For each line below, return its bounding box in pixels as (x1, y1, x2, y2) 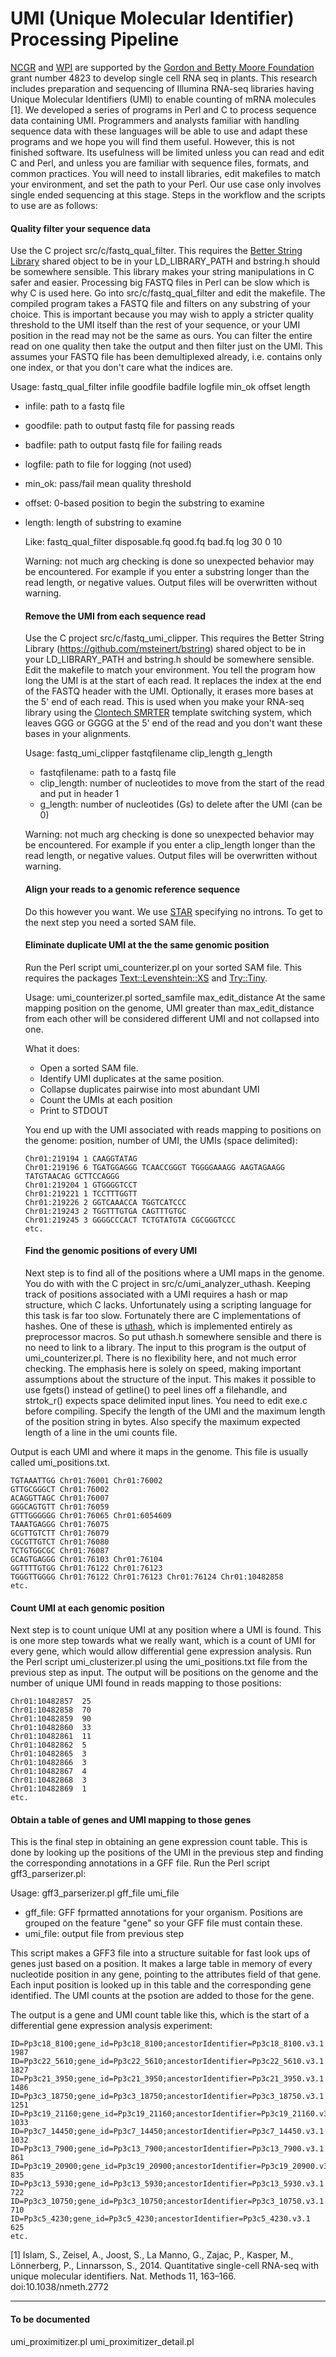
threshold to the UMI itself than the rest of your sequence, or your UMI (10, 319, 301, 331)
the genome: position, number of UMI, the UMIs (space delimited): (24, 1134, 298, 1146)
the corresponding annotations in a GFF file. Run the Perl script (10, 1857, 270, 1869)
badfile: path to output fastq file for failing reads (24, 439, 223, 451)
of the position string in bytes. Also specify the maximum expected (24, 1415, 301, 1427)
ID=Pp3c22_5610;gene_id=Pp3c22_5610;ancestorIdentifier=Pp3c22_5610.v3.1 (10, 2057, 325, 2067)
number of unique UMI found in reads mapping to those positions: (10, 1677, 282, 1689)
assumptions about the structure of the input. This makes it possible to (24, 1373, 317, 1385)
